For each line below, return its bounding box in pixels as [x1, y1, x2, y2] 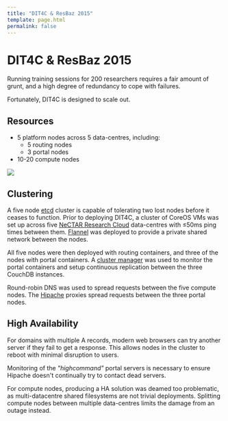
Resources [7, 115, 54, 127]
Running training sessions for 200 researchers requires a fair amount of [7, 75, 209, 83]
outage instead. [7, 406, 51, 414]
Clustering [7, 188, 53, 199]
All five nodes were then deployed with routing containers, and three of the [7, 248, 219, 257]
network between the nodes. [7, 235, 88, 243]
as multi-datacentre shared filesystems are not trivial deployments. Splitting [7, 392, 220, 400]
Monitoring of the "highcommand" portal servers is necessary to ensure [7, 363, 211, 372]
